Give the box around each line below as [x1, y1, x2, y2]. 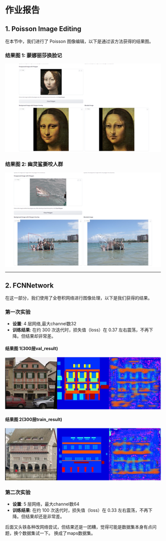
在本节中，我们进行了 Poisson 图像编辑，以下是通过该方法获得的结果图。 [5, 38, 154, 44]
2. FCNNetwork [5, 281, 54, 290]
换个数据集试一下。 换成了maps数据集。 [13, 530, 96, 536]
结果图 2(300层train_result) [5, 417, 63, 422]
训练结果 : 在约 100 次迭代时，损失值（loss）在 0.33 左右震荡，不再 [12, 507, 148, 513]
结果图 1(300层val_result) [5, 345, 58, 351]
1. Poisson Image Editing [5, 24, 82, 33]
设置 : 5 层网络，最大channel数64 [12, 501, 80, 507]
